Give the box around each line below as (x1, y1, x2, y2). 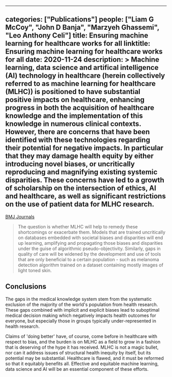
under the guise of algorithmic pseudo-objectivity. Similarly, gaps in (17, 245, 161, 252)
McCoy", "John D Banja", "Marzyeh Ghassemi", (5, 23, 160, 32)
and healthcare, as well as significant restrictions (5, 192, 166, 201)
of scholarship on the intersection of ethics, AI (5, 184, 157, 193)
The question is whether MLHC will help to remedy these (17, 223, 138, 229)
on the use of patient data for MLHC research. (5, 200, 155, 209)
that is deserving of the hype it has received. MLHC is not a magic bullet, (5, 344, 159, 350)
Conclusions (5, 282, 47, 291)
